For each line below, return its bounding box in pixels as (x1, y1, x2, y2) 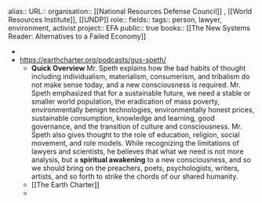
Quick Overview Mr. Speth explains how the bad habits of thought (31, 63, 246, 73)
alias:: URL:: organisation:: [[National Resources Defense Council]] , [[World (8, 7, 253, 16)
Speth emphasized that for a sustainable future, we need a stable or (31, 89, 251, 97)
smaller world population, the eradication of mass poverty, (31, 97, 220, 106)
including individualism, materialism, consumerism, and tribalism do (31, 72, 250, 81)
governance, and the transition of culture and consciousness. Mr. (31, 121, 242, 131)
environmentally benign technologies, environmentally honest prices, (31, 105, 255, 114)
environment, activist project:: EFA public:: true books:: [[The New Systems (8, 24, 251, 32)
